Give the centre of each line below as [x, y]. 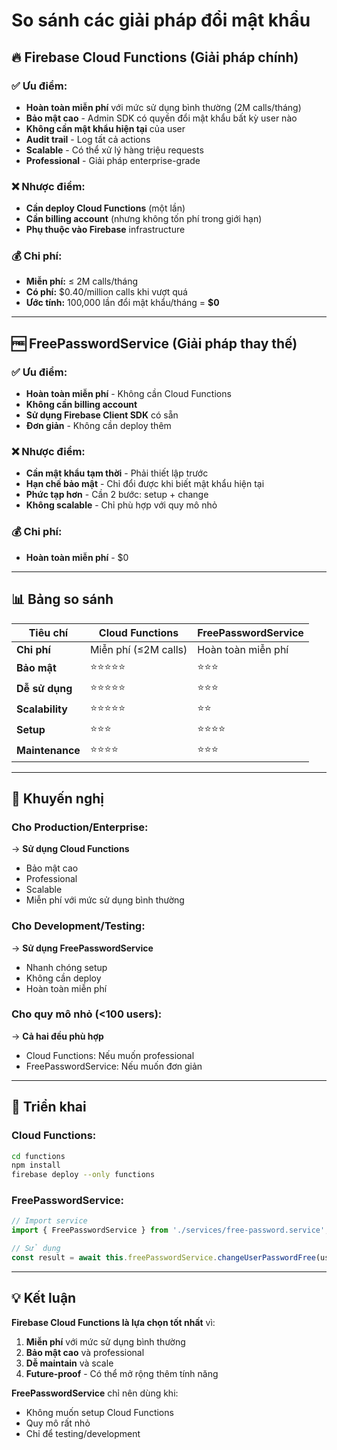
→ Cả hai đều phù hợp [57, 1036]
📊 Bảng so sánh [62, 599]
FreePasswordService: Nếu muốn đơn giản [114, 1066]
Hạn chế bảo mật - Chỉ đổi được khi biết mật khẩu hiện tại [145, 484]
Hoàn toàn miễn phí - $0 [77, 557]
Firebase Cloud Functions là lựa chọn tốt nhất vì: [113, 1322]
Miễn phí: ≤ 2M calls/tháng [82, 281]
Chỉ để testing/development [83, 1433]
